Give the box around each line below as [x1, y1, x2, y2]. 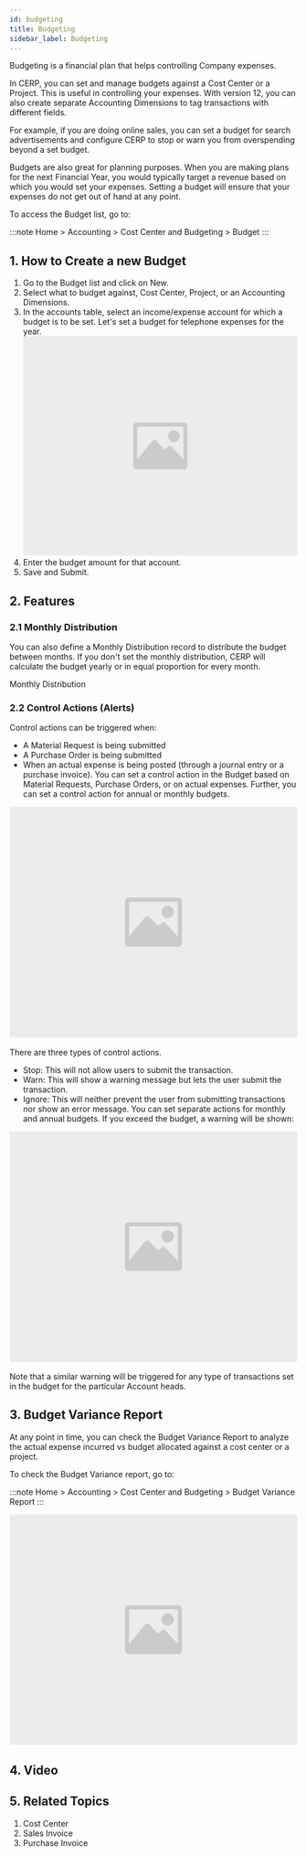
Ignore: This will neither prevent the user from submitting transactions [22, 1093, 286, 1104]
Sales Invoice [22, 1828, 73, 1839]
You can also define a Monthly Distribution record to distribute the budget [9, 641, 287, 653]
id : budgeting [9, 15, 64, 24]
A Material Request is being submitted [22, 740, 166, 751]
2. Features [9, 593, 76, 608]
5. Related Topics [9, 1794, 110, 1809]
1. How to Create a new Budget [9, 252, 187, 269]
